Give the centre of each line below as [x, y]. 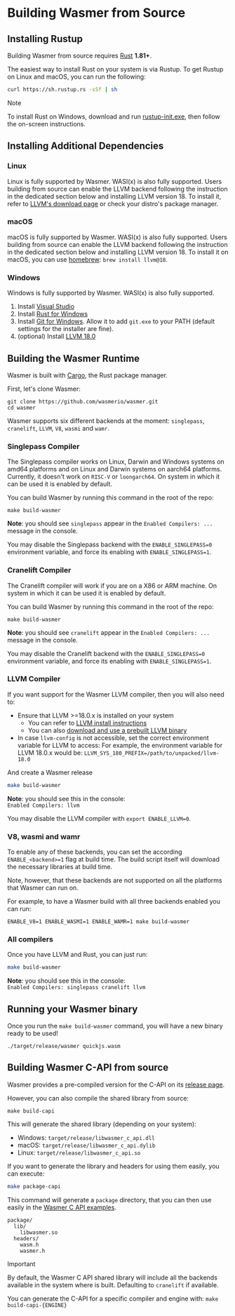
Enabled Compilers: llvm [43, 805]
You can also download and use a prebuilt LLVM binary [107, 730]
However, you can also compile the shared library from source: [98, 1098]
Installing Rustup [45, 39]
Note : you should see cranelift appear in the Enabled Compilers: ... [109, 632]
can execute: [26, 1174]
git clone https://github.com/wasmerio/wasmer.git [83, 401]
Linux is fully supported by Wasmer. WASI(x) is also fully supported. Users [115, 181]
